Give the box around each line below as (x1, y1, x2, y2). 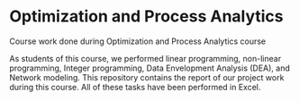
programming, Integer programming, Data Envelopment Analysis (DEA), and (9, 63, 291, 73)
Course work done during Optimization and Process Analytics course (9, 36, 267, 46)
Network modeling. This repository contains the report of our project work (9, 72, 285, 82)
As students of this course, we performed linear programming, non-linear (9, 53, 282, 63)
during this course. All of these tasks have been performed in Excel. (9, 81, 261, 92)
